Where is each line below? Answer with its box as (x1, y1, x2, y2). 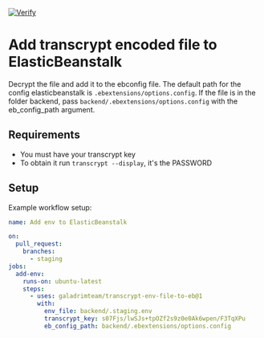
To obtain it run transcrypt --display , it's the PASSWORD (19, 157, 213, 168)
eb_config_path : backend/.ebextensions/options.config (43, 322, 231, 330)
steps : (22, 285, 45, 293)
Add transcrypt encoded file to (8, 36, 217, 54)
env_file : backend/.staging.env (43, 307, 152, 316)
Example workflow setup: (8, 202, 92, 212)
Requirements (8, 128, 80, 142)
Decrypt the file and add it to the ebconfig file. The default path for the (8, 79, 242, 88)
